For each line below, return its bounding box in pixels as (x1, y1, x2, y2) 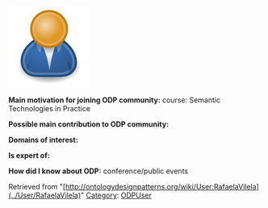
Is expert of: (8, 151, 50, 160)
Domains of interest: (8, 135, 78, 144)
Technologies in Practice (8, 104, 91, 113)
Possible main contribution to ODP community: (8, 119, 170, 129)
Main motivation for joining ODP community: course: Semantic (8, 95, 220, 105)
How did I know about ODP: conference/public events (8, 166, 188, 176)
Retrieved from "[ (8, 182, 66, 191)
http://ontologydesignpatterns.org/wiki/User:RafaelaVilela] (65, 182, 260, 191)
